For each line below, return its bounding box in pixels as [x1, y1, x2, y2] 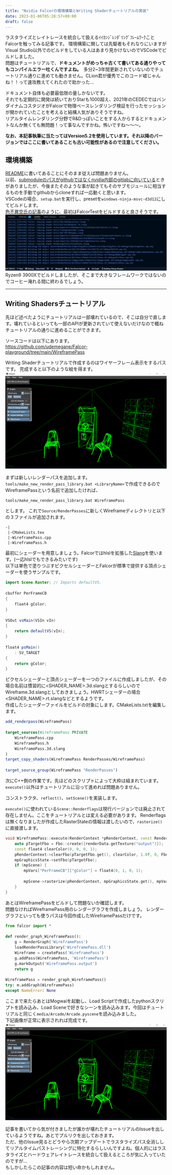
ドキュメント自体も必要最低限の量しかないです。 [5, 90, 109, 96]
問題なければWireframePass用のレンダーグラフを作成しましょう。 [5, 906, 145, 912]
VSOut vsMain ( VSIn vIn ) [5, 618, 56, 623]
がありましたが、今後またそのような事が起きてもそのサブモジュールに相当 [5, 183, 162, 189]
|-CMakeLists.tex [7, 530, 45, 535]
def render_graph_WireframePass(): [5, 934, 81, 939]
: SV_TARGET [14, 650, 40, 655]
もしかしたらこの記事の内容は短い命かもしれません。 [5, 1164, 118, 1170]
